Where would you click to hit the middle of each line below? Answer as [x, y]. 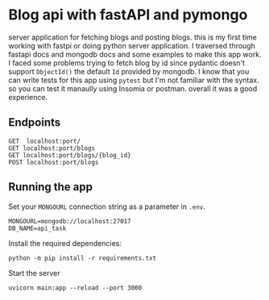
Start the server [34, 273]
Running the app [50, 187]
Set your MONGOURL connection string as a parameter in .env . [107, 206]
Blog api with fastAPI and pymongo [128, 15]
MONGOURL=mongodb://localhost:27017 [70, 221]
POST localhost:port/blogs [54, 162]
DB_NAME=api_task [37, 228]
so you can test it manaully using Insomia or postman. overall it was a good [133, 88]
